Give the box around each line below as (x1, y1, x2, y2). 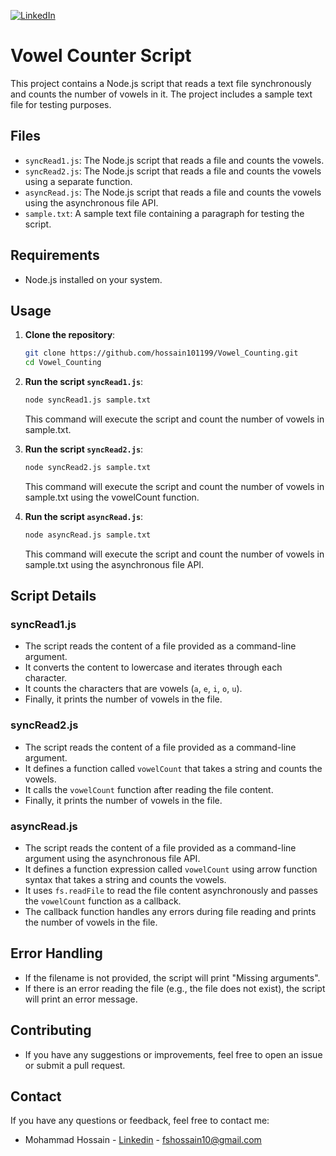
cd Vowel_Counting (24, 358, 102, 368)
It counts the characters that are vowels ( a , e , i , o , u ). (24, 683, 243, 695)
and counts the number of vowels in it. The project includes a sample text (10, 88, 313, 100)
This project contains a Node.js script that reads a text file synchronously (10, 77, 312, 89)
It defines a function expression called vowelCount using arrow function (24, 863, 318, 875)
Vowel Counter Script (10, 45, 192, 67)
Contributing (10, 1022, 92, 1039)
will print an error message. (24, 993, 138, 1005)
